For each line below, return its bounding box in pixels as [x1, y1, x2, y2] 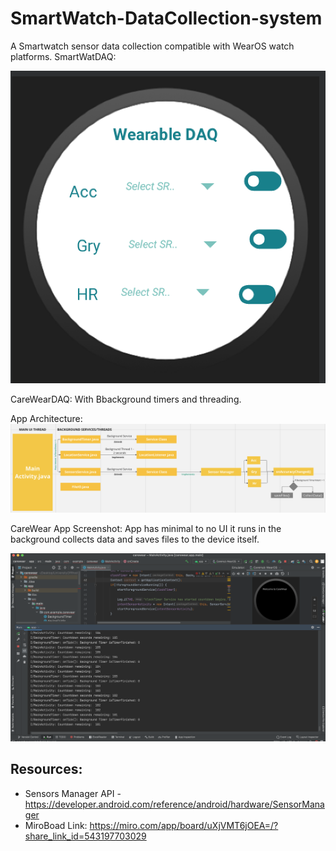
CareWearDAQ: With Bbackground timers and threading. [10, 393, 242, 405]
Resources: [10, 761, 83, 778]
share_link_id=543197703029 [24, 830, 147, 842]
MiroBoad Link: [24, 819, 88, 831]
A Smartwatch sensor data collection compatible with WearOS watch [10, 40, 295, 52]
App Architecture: [10, 412, 83, 424]
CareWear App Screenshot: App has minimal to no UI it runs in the [10, 523, 282, 535]
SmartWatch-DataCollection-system [10, 7, 323, 30]
